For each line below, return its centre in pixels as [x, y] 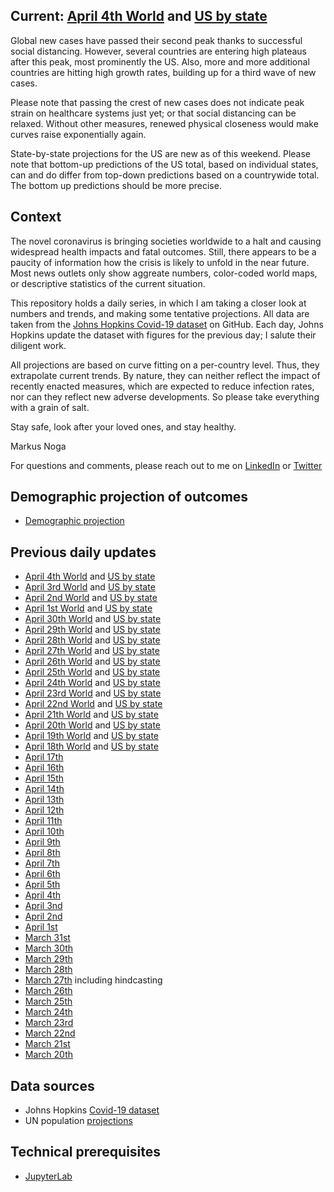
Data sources [52, 1085]
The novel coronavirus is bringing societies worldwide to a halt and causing [166, 241]
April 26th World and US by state [92, 661]
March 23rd [49, 1023]
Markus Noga [38, 446]
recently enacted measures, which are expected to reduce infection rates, [162, 386]
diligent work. [38, 345]
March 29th [48, 959]
